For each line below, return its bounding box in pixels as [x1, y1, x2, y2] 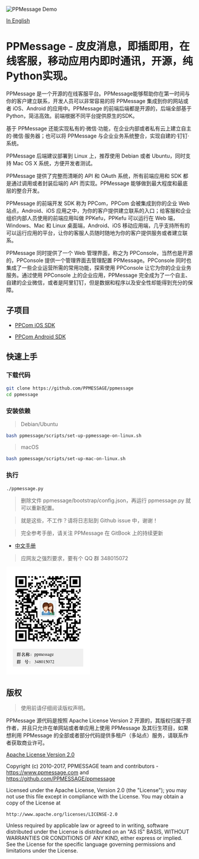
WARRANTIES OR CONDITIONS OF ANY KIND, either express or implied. [6, 835, 182, 842]
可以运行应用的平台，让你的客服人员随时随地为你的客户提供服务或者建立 [6, 229, 182, 237]
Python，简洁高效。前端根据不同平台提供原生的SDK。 [6, 112, 138, 119]
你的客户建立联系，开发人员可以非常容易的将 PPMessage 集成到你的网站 [6, 97, 184, 104]
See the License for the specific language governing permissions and [6, 841, 176, 848]
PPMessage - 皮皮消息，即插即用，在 [6, 40, 190, 53]
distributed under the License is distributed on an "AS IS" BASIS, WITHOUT [6, 828, 190, 835]
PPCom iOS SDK [14, 321, 56, 328]
